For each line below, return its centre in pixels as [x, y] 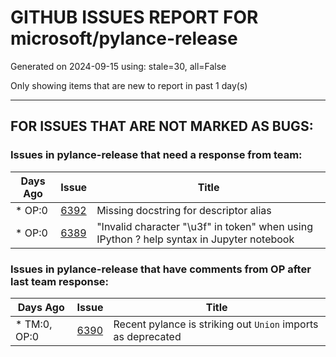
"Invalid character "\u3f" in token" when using [204, 226]
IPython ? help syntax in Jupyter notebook [195, 239]
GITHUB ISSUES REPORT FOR [134, 17]
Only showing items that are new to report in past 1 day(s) [129, 85]
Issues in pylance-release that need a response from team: [156, 155]
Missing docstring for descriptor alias [184, 210]
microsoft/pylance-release [124, 38]
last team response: [60, 281]
